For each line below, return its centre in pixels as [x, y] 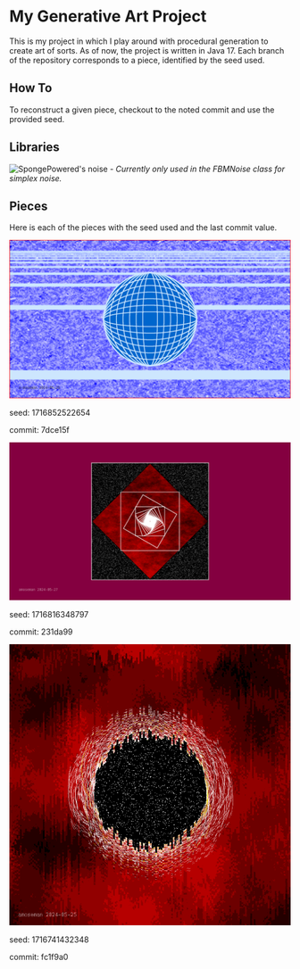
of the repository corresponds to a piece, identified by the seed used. [137, 60]
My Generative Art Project [108, 17]
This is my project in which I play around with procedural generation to [139, 41]
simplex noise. [36, 178]
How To [31, 88]
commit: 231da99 [41, 632]
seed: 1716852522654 [50, 412]
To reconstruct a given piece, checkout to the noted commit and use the [142, 110]
